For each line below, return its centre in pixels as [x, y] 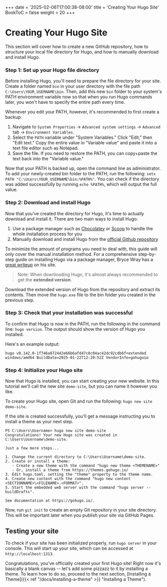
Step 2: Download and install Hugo [48, 203]
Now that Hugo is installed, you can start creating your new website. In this [82, 381]
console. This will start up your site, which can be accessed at [69, 548]
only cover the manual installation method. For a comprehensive [71, 254]
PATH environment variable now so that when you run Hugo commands [79, 97]
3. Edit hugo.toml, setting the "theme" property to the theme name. [79, 475]
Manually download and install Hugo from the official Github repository [85, 239]
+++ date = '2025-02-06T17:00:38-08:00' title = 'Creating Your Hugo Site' [82, 7]
